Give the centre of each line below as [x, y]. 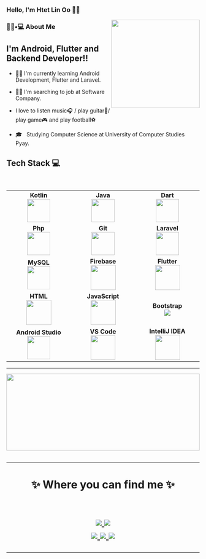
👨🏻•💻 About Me [31, 26]
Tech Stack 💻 [33, 163]
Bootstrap [167, 305]
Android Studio [39, 332]
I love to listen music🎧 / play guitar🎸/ [63, 111]
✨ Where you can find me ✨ [103, 484]
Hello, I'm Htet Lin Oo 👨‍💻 [44, 10]
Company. [28, 98]
